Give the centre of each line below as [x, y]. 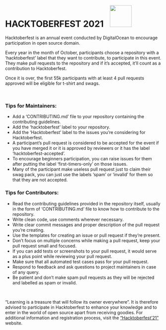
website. [14, 323]
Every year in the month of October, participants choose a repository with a [82, 53]
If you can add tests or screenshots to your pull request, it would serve [84, 251]
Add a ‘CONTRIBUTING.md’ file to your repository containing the [78, 117]
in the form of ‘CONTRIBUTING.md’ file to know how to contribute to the [86, 209]
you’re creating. [28, 230]
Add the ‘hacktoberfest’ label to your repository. [61, 127]
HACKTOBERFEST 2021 [55, 24]
